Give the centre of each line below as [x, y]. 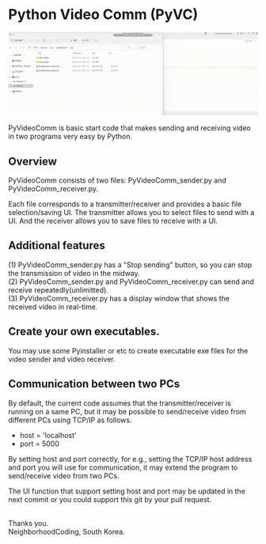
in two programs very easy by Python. [70, 137]
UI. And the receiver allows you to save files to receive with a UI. [113, 221]
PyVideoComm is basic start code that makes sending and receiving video [129, 128]
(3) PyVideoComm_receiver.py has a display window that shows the [119, 298]
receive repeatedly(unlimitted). [58, 289]
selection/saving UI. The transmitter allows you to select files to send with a [131, 213]
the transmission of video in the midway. [74, 273]
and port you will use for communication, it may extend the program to [123, 467]
